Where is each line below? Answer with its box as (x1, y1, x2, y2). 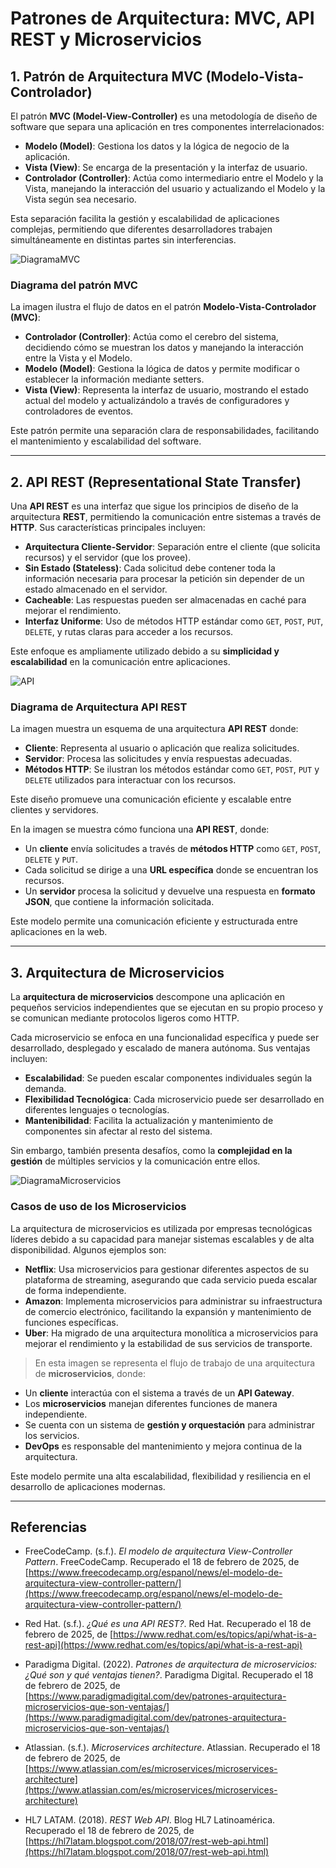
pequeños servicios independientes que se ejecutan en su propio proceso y (10, 1002, 324, 1014)
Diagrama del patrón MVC (10, 278, 138, 292)
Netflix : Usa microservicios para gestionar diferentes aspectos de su (24, 1263, 310, 1275)
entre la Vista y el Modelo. (24, 352, 133, 364)
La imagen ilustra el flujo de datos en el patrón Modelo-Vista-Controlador (10, 301, 317, 313)
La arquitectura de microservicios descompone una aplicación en (10, 991, 285, 1003)
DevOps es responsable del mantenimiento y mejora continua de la (24, 1440, 302, 1452)
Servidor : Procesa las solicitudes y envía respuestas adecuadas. (24, 753, 293, 765)
